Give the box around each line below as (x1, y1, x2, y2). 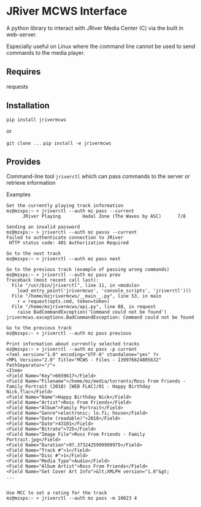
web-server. (6, 30, 37, 38)
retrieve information (6, 179, 56, 187)
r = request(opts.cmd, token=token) (17, 298, 111, 305)
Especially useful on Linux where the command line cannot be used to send (6, 43, 196, 50)
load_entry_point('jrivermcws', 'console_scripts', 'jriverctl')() (17, 288, 191, 294)
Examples (6, 191, 31, 198)
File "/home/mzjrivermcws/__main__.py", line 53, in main (12, 293, 162, 299)
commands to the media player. (6, 49, 85, 56)
